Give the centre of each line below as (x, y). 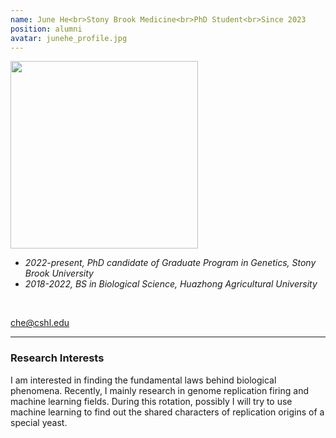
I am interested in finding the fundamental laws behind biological (143, 380)
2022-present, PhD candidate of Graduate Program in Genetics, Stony (170, 263)
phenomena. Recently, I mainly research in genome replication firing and (159, 390)
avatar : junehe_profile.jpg (69, 38)
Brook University (59, 273)
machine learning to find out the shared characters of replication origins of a (167, 412)
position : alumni (46, 29)
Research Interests (57, 358)
